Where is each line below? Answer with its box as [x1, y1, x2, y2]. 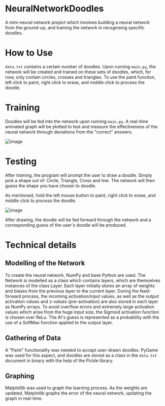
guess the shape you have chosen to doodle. [5, 183, 97, 189]
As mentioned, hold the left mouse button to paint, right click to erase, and [5, 192, 156, 198]
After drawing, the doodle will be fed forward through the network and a [5, 216, 151, 223]
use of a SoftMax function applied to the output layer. [5, 319, 113, 325]
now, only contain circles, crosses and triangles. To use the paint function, [5, 74, 156, 80]
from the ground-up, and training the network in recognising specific [5, 24, 145, 30]
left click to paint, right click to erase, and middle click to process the [5, 79, 145, 85]
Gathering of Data [5, 334, 61, 342]
